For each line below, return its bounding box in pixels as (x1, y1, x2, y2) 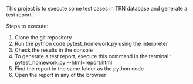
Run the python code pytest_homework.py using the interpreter (14, 41, 168, 47)
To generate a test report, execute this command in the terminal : (14, 53, 172, 59)
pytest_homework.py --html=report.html (14, 59, 113, 66)
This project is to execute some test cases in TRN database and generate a (6, 5, 188, 12)
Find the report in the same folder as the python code (14, 65, 144, 72)
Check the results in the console (14, 46, 93, 53)
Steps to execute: (6, 23, 49, 29)
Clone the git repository (14, 34, 72, 41)
